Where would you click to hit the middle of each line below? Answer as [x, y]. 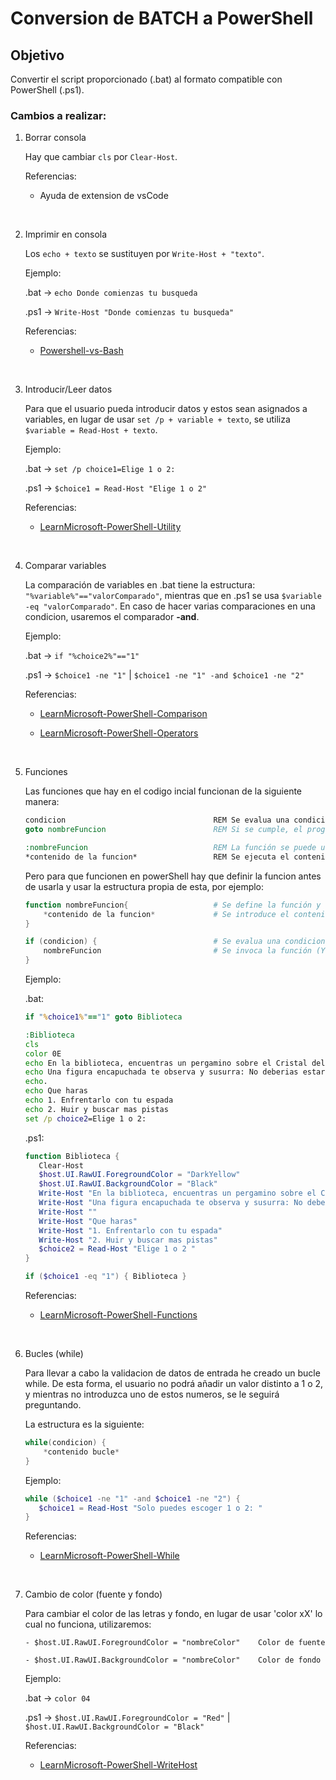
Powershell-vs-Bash [81, 351]
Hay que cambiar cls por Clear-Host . [101, 157]
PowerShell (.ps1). [47, 90]
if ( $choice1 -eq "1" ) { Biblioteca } [105, 1277]
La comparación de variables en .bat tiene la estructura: [140, 585]
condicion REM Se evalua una [157, 820]
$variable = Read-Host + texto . [91, 430]
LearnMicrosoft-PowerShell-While [109, 1556]
